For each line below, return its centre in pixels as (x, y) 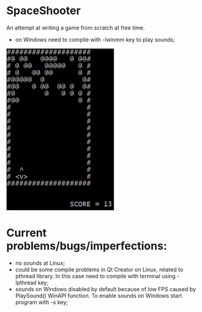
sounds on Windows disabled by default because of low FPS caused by (106, 289)
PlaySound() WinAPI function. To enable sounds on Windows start (99, 295)
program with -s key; (42, 302)
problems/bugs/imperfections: (87, 246)
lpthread (26, 283)
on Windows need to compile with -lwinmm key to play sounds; (95, 39)
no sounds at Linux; (40, 263)
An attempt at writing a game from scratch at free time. (76, 28)
